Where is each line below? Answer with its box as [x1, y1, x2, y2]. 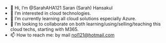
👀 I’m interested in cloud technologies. [10, 10, 91, 16]
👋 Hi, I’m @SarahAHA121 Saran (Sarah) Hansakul [10, 5, 113, 11]
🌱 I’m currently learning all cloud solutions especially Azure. [10, 16, 137, 21]
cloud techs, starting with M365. [10, 26, 79, 32]
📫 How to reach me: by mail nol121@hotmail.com [10, 32, 115, 38]
